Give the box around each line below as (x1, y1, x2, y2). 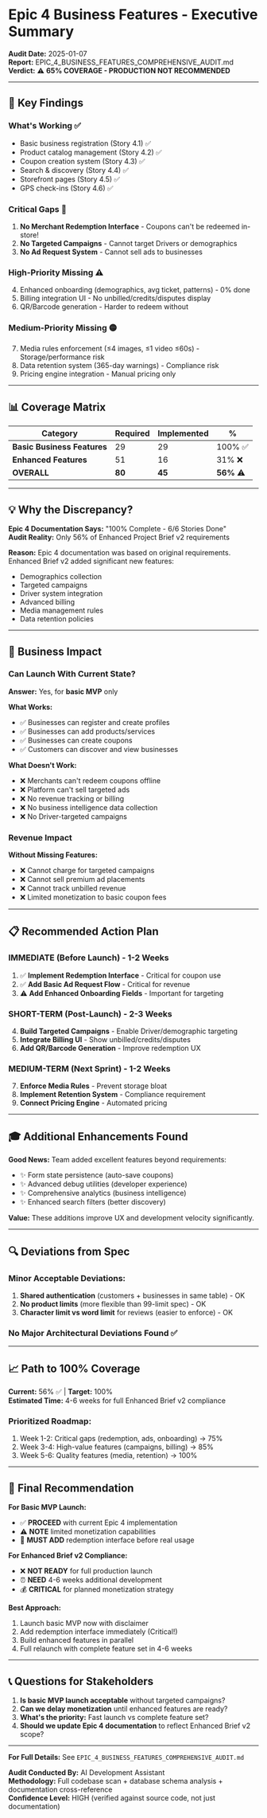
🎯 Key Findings (8, 96, 83, 110)
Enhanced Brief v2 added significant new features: (8, 556, 175, 566)
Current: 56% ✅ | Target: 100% (8, 1387, 113, 1397)
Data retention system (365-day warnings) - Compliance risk (19, 360, 220, 370)
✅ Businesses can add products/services (19, 727, 156, 736)
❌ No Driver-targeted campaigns (19, 811, 127, 821)
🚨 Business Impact (8, 645, 102, 658)
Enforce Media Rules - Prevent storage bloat (19, 1081, 168, 1091)
